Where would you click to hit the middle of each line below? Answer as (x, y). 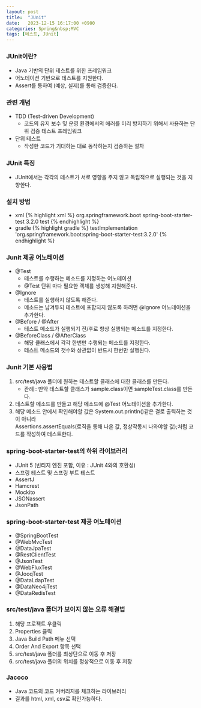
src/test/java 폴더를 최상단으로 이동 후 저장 (65, 654)
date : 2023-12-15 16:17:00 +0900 (51, 23)
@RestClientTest (35, 555)
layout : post (22, 12)
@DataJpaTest (33, 548)
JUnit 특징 (21, 163)
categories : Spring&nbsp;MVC (43, 29)
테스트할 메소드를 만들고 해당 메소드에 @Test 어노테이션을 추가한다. (94, 404)
